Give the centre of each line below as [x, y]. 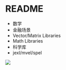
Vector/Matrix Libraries [37, 36]
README [24, 9]
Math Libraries [28, 41]
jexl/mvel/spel [27, 52]
